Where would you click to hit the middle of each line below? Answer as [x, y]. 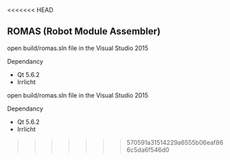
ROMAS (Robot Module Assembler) [84, 31]
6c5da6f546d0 [148, 150]
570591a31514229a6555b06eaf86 [175, 142]
